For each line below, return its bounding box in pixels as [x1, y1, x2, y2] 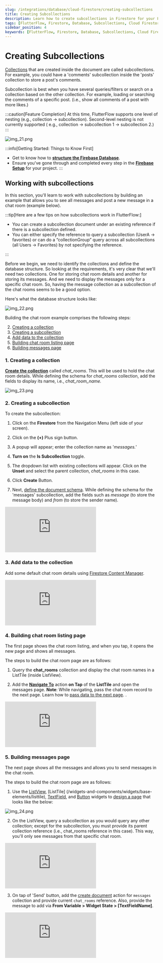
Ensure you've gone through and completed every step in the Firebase [12, 160, 154, 166]
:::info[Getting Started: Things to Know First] [5, 145, 94, 151]
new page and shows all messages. [5, 648, 76, 654]
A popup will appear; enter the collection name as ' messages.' [12, 444, 137, 450]
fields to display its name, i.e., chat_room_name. [5, 378, 102, 384]
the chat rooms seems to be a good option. [5, 286, 91, 292]
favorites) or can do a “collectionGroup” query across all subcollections [12, 236, 155, 243]
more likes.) [5, 101, 29, 107]
